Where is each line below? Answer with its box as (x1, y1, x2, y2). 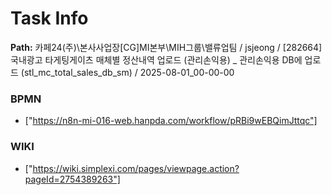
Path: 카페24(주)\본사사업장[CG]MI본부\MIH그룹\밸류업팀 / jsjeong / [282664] (10, 41, 323, 53)
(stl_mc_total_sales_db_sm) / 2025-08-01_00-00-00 (20, 66, 235, 78)
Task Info (10, 7, 89, 30)
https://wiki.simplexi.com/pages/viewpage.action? (32, 162, 240, 174)
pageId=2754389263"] (24, 173, 121, 185)
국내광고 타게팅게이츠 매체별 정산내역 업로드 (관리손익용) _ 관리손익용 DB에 (10, 53, 303, 66)
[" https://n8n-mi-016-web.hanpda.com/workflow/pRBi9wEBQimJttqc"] (24, 115, 318, 127)
